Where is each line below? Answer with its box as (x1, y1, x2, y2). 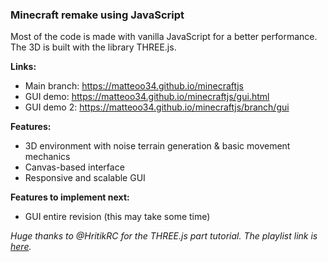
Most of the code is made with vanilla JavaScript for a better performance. (10, 31, 318, 43)
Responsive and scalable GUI (24, 172, 146, 184)
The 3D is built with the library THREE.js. (10, 41, 177, 53)
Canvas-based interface (24, 161, 125, 173)
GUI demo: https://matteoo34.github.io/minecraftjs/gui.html (24, 91, 270, 103)
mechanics (24, 151, 71, 163)
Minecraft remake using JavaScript (10, 8, 185, 22)
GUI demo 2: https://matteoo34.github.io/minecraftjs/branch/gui (24, 101, 290, 113)
